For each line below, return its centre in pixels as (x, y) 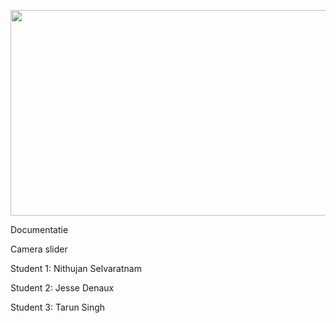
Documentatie (39, 229)
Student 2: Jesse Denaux (62, 287)
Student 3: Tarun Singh (58, 307)
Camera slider (39, 249)
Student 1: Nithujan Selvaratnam (76, 268)
